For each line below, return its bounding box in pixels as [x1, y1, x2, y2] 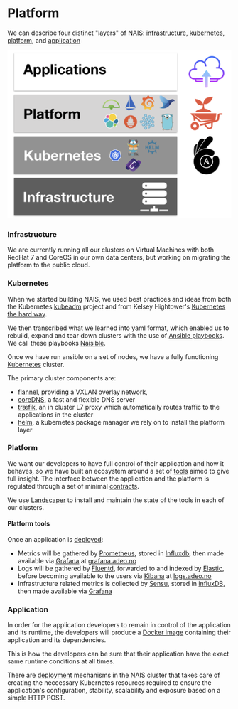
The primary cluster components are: [7, 373, 117, 382]
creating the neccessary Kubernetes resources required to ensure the [7, 678, 212, 687]
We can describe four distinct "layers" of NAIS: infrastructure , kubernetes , [7, 28, 225, 37]
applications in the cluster [17, 410, 94, 419]
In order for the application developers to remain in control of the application [7, 621, 231, 629]
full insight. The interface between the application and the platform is [7, 474, 210, 483]
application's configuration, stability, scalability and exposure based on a [7, 686, 221, 695]
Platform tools [7, 519, 50, 528]
